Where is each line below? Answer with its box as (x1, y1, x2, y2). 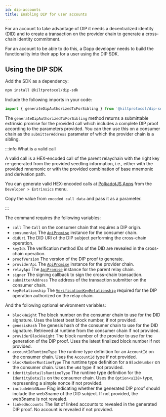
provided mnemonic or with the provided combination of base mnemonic (5, 166, 154, 172)
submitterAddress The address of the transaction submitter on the (12, 277, 147, 283)
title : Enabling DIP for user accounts (5, 12, 87, 17)
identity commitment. (17, 36, 61, 42)
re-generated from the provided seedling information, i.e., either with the (5, 161, 153, 167)
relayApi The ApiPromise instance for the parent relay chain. (12, 267, 135, 273)
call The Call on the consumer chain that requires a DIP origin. (12, 225, 142, 231)
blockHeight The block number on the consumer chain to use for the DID (12, 312, 161, 318)
